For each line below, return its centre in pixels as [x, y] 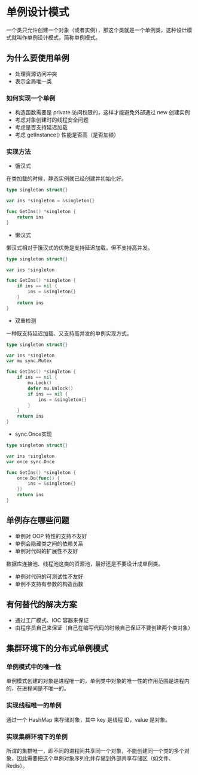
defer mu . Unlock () [51, 388]
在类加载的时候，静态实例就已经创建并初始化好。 [66, 179]
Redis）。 [17, 765]
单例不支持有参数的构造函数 [49, 583]
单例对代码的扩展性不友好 [46, 551]
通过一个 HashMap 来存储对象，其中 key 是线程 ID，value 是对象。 [89, 719]
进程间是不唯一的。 [45, 688]
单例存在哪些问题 [38, 520]
